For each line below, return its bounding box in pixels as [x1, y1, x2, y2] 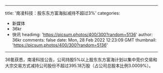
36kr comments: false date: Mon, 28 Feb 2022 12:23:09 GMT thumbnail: [12, 37, 157, 43]
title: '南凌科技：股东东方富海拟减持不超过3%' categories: [5, 10, 120, 16]
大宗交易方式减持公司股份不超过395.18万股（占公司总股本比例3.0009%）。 [5, 63, 154, 68]
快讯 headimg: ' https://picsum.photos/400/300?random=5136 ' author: [12, 32, 153, 37]
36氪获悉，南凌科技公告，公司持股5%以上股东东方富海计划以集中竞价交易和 [5, 57, 158, 62]
